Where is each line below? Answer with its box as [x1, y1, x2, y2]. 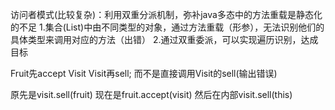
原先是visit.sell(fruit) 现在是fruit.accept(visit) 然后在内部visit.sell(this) [10, 89, 293, 100]
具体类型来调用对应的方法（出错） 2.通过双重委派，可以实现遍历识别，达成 [10, 34, 319, 45]
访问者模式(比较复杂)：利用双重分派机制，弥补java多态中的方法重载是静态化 [10, 9, 323, 20]
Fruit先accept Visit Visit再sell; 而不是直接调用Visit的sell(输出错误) [10, 68, 278, 79]
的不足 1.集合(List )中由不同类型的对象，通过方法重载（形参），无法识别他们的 [10, 21, 325, 33]
